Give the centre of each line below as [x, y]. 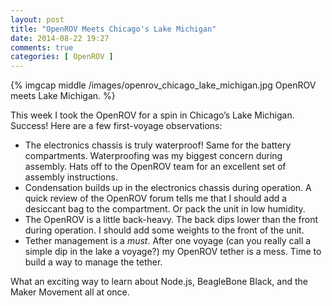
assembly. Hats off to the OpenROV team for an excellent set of [155, 167]
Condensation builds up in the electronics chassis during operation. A [168, 188]
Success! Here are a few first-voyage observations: [116, 126]
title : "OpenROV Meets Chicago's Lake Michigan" [113, 29]
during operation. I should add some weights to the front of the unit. [164, 230]
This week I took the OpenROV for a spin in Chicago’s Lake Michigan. [152, 115]
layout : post [37, 19]
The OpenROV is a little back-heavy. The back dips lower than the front [171, 220]
